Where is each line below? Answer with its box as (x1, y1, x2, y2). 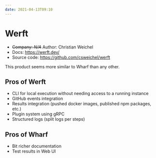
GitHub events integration (12, 95, 63, 102)
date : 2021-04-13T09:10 (5, 7, 53, 12)
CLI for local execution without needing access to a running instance (12, 91, 149, 96)
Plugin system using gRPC (12, 111, 65, 117)
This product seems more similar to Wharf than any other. (5, 63, 120, 69)
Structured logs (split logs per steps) (12, 116, 85, 122)
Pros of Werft (5, 78, 46, 86)
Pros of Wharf (5, 130, 48, 139)
